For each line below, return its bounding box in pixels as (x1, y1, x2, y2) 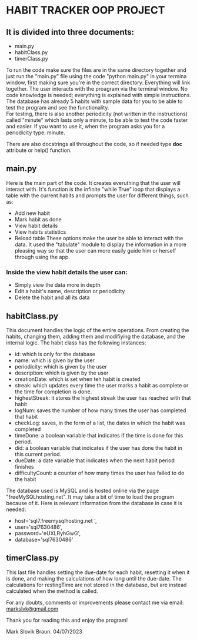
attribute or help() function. (6, 147, 72, 154)
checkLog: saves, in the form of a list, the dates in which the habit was (14, 419, 185, 426)
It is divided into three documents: (6, 27, 135, 37)
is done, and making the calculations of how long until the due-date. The (6, 575, 182, 582)
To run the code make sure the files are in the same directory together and (6, 67, 186, 74)
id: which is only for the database (14, 350, 96, 357)
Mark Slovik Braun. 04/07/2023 (6, 628, 82, 635)
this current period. (14, 450, 62, 457)
